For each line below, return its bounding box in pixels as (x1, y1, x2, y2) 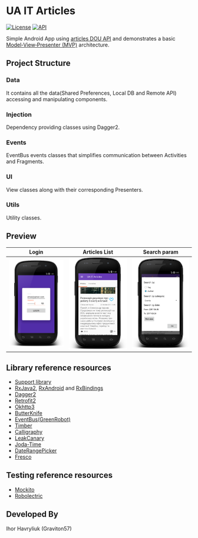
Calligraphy (14, 428, 43, 435)
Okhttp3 (14, 403, 35, 410)
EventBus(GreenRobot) (14, 416, 71, 423)
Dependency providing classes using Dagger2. (6, 124, 120, 131)
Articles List (82, 248, 114, 255)
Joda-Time (14, 440, 41, 448)
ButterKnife (14, 409, 42, 416)
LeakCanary (14, 434, 45, 441)
